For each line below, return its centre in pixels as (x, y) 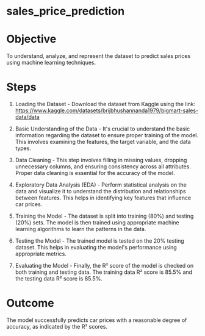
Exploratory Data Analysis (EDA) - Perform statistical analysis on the (101, 185)
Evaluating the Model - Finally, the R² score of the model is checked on (104, 266)
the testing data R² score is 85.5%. (59, 279)
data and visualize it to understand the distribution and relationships (100, 191)
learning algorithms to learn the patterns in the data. (81, 229)
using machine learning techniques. (51, 63)
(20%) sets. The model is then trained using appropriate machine (97, 223)
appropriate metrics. (41, 254)
